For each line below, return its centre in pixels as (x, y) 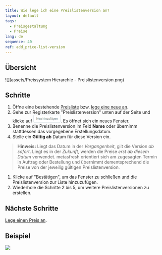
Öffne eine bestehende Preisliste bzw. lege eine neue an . (70, 107)
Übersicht (21, 68)
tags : (11, 21)
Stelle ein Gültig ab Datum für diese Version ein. (61, 137)
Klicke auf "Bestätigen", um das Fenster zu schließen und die (75, 177)
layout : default (22, 16)
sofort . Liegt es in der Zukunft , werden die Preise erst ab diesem (83, 152)
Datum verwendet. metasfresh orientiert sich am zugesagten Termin (87, 157)
